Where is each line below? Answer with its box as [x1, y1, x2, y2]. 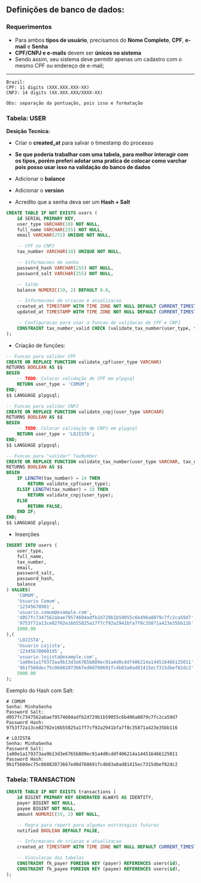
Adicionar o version [14, 186, 64, 194]
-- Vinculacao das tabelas [17, 855, 84, 861]
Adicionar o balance [14, 175, 66, 182]
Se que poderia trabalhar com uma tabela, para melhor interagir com [14, 150, 188, 158]
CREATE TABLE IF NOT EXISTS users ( [6, 210, 98, 216]
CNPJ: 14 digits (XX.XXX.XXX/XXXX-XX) [6, 89, 103, 95]
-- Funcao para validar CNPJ [6, 403, 79, 409]
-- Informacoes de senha [17, 260, 79, 266]
